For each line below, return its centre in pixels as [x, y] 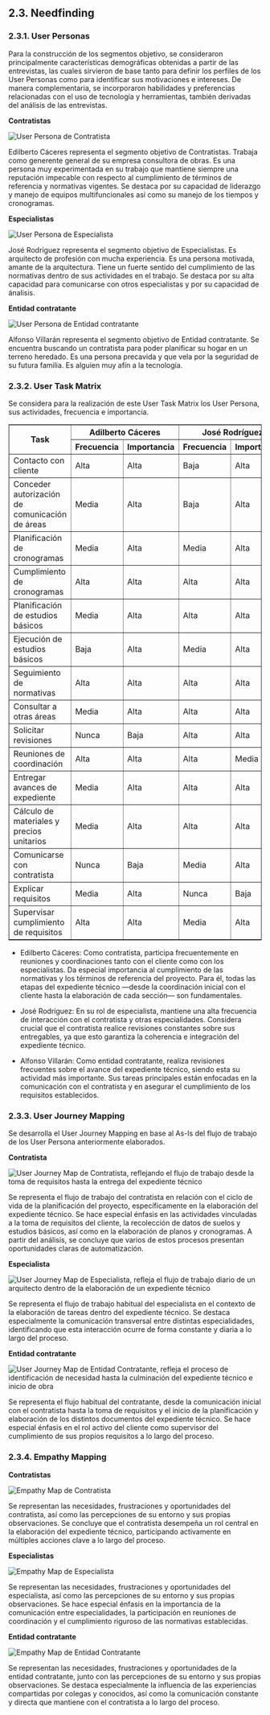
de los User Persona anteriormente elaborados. [87, 1142]
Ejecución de [38, 639]
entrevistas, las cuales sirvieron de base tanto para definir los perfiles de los [135, 71]
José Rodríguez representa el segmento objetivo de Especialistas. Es [123, 249]
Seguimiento [37, 673]
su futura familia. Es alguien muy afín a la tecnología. [96, 365]
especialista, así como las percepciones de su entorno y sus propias [122, 1595]
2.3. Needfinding [51, 13]
